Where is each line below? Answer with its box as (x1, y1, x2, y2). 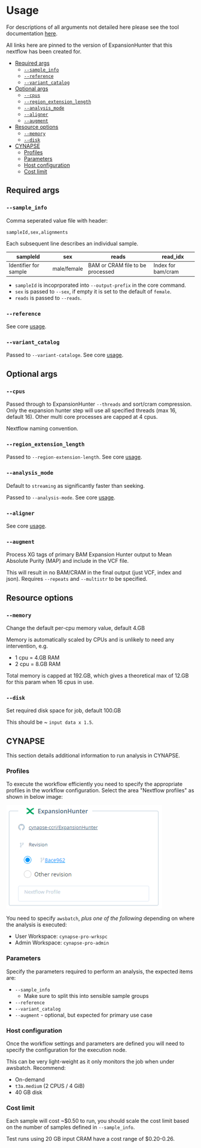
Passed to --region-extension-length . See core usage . (6, 454, 142, 461)
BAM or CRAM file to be (87, 262, 147, 269)
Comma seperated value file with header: (6, 217, 108, 224)
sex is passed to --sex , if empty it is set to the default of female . (14, 287, 172, 295)
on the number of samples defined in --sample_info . (6, 1123, 135, 1131)
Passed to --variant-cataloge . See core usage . (6, 352, 124, 359)
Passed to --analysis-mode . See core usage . (6, 493, 115, 501)
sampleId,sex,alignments (6, 229, 68, 235)
